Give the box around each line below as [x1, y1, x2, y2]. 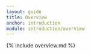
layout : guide [6, 8, 42, 15]
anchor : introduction [6, 20, 61, 26]
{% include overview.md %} [6, 42, 76, 49]
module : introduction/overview [6, 25, 85, 32]
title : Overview [6, 14, 47, 20]
